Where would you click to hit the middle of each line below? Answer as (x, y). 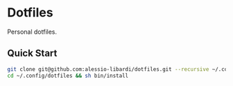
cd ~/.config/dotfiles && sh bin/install (68, 76)
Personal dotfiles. (32, 32)
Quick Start (32, 53)
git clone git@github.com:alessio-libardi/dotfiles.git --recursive (108, 69)
